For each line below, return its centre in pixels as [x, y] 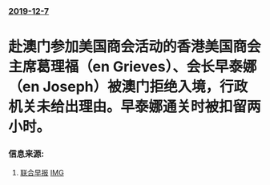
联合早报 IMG [42, 173]
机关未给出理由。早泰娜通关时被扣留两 [135, 107]
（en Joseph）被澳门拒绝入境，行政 [128, 87]
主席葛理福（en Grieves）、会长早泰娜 [133, 67]
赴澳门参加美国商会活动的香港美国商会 [135, 47]
